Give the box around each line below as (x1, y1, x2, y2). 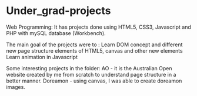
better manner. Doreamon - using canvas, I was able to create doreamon (6, 77, 182, 84)
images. (6, 83, 25, 90)
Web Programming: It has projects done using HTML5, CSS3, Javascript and (6, 23, 191, 30)
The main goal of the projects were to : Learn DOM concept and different (6, 41, 183, 48)
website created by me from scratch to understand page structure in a (6, 71, 176, 78)
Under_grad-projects (6, 4, 111, 18)
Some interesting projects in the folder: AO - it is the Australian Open (6, 64, 172, 71)
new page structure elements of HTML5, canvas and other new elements (6, 47, 183, 54)
